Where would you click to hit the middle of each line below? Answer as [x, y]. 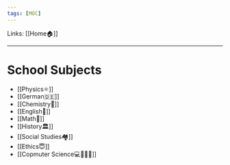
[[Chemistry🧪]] [38, 104]
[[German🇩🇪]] [38, 96]
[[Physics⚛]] [35, 89]
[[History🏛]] [35, 126]
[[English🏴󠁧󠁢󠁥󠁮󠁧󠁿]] [34, 111]
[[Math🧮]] [30, 118]
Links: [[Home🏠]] [33, 33]
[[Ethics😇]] [33, 146]
